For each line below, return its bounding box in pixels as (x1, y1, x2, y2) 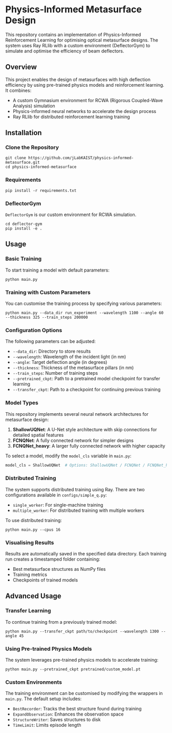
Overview (5, 63, 37, 71)
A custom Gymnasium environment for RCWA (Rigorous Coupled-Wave (12, 97, 163, 103)
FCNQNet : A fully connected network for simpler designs (12, 437, 134, 443)
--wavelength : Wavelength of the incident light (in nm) (12, 354, 126, 360)
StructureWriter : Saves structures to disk (12, 717, 101, 723)
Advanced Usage (5, 592, 61, 601)
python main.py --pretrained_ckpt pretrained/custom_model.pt (5, 667, 141, 672)
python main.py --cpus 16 (5, 527, 60, 532)
